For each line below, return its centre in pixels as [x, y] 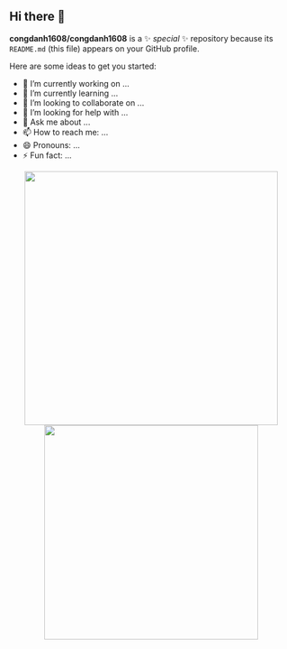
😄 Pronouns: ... [51, 144]
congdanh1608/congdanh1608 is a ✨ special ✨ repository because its [141, 38]
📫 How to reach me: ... [65, 132]
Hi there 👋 [37, 17]
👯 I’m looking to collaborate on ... [83, 102]
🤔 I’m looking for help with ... [75, 112]
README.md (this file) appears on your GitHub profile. [104, 48]
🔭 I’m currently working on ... [76, 83]
